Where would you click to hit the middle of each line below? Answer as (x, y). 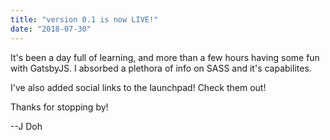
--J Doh (26, 126)
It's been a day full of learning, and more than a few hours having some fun (165, 57)
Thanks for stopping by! (59, 107)
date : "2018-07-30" (51, 29)
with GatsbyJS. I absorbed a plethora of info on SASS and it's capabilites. (161, 68)
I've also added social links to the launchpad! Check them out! (138, 87)
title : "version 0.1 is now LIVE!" (84, 19)
